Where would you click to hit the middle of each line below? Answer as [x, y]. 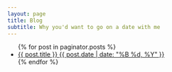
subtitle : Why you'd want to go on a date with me [84, 27]
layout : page [27, 14]
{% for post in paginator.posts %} [67, 47]
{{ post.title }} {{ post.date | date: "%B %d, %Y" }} [91, 54]
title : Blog [25, 20]
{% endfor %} [38, 62]
